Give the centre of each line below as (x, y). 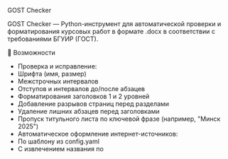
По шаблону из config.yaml (58, 141)
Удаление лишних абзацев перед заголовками (88, 111)
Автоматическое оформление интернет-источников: (98, 134)
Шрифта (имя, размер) (52, 74)
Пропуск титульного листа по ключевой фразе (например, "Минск (119, 119)
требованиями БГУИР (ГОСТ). (53, 39)
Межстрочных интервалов (58, 81)
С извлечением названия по (61, 149)
